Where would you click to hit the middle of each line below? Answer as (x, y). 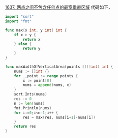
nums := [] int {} (32, 71)
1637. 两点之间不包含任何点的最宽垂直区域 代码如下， (59, 7)
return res (25, 127)
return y (32, 48)
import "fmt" (18, 21)
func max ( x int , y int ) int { (36, 30)
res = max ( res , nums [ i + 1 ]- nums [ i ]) (59, 117)
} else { (23, 44)
